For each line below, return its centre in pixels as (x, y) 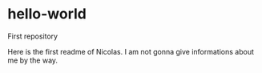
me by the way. (32, 60)
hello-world (47, 14)
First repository (32, 36)
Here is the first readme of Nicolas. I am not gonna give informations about (131, 51)
